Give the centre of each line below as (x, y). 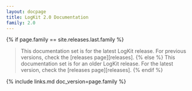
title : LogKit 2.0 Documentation (47, 17)
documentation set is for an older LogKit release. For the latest (97, 64)
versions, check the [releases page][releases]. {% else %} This (98, 58)
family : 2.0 (21, 23)
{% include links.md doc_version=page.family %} (66, 81)
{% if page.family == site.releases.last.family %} (65, 40)
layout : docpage (26, 12)
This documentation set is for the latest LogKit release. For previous (103, 51)
